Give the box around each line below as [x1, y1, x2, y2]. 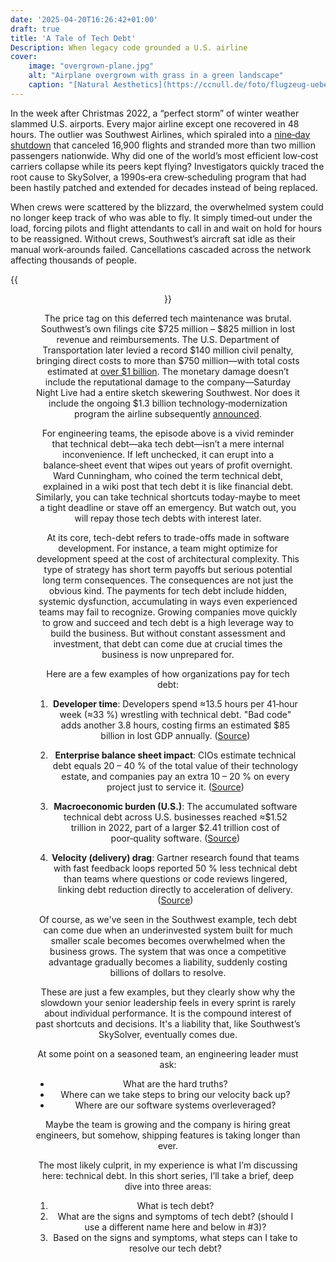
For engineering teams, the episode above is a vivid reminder [41, 427, 295, 439]
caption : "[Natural [28, 80, 110, 90]
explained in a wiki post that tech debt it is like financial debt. [42, 480, 293, 492]
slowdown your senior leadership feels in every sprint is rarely [39, 996, 297, 1008]
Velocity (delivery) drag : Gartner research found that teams [51, 851, 300, 863]
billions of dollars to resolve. [109, 966, 227, 978]
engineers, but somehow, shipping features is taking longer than [35, 1129, 301, 1141]
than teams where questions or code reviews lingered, [63, 872, 288, 885]
